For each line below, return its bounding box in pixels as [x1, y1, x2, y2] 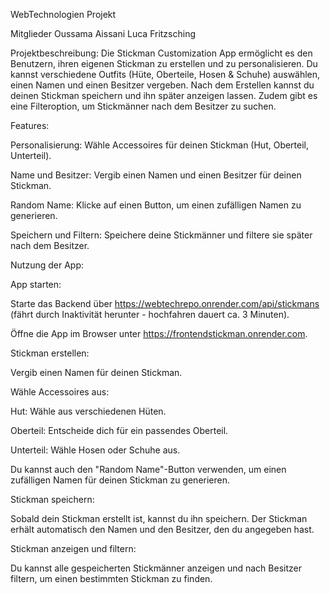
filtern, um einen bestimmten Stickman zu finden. [10, 573, 213, 584]
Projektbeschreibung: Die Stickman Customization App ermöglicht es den [10, 47, 313, 59]
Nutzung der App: [10, 259, 84, 271]
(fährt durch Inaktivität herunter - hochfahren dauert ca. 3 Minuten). [10, 309, 290, 320]
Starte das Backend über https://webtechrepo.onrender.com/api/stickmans [10, 298, 320, 309]
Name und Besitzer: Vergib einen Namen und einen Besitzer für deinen [10, 169, 302, 181]
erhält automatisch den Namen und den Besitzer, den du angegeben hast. [10, 524, 315, 535]
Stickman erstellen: [10, 347, 90, 359]
